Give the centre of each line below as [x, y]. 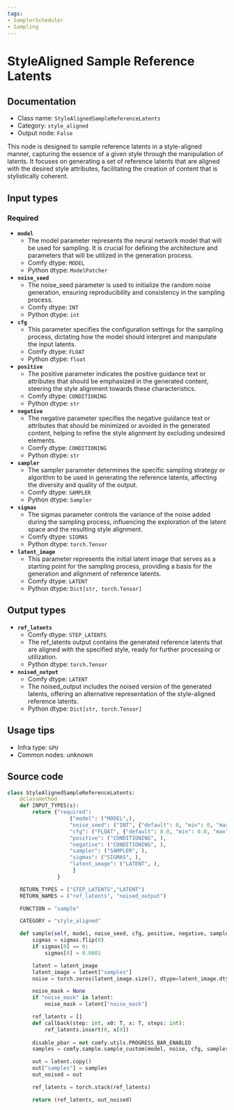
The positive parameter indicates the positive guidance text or [117, 374]
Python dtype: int [54, 315]
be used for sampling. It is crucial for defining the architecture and [123, 248]
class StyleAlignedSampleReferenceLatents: [71, 793]
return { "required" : [62, 812]
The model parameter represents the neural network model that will [124, 240]
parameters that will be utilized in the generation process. [110, 256]
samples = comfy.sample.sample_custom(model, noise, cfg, [118, 1049]
